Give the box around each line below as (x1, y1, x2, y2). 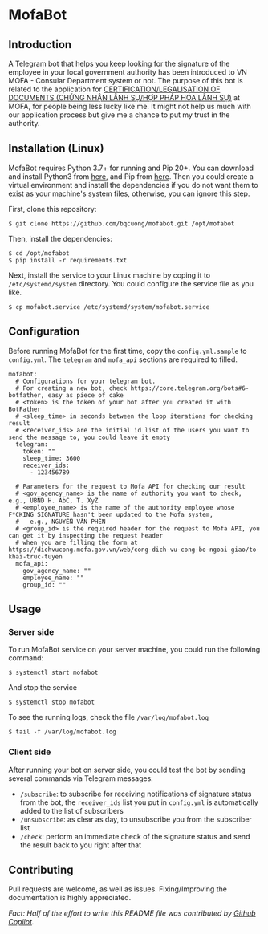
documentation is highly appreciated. (8, 893, 132, 903)
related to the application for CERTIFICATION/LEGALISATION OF (8, 84, 221, 94)
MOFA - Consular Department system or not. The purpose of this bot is (8, 76, 243, 85)
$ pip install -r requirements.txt (8, 256, 128, 264)
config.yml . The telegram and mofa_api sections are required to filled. (8, 355, 238, 364)
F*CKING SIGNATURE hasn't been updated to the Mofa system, (8, 510, 214, 518)
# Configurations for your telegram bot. (15, 377, 156, 385)
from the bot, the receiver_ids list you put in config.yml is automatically (19, 797, 258, 807)
